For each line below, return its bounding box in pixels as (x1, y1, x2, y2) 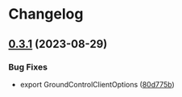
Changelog (8, 5, 84, 23)
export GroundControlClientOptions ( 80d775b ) (19, 79, 175, 89)
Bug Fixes (8, 61, 48, 73)
